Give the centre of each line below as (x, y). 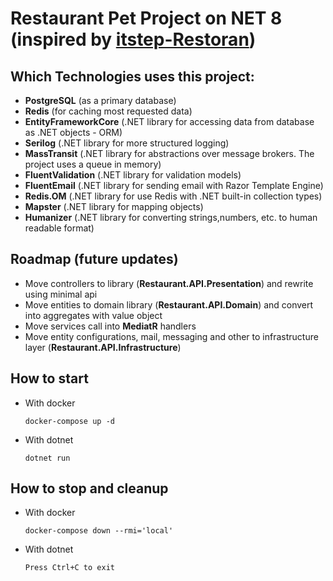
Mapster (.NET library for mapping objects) (114, 206)
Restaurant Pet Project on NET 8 (146, 18)
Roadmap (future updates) (94, 259)
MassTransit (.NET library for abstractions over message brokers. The (169, 153)
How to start (49, 378)
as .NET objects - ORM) (73, 132)
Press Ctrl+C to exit (69, 568)
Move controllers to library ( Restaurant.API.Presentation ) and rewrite (169, 283)
